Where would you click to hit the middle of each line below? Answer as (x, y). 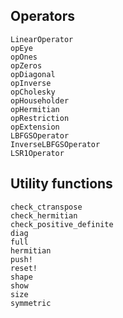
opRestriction (40, 118)
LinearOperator (42, 39)
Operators (43, 16)
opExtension (35, 127)
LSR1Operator (37, 153)
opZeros (26, 65)
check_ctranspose (46, 207)
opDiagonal (33, 74)
